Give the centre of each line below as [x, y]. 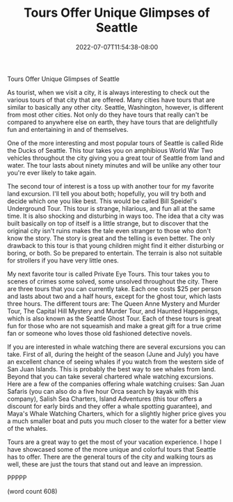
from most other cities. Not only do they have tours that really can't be [108, 115]
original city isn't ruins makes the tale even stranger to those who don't [109, 230]
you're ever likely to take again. [52, 172]
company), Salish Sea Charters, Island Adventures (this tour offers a [105, 399]
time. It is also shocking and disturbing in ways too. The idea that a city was [115, 216]
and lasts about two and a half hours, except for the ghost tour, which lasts [114, 296]
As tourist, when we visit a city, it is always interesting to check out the [109, 92]
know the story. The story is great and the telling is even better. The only [111, 238]
